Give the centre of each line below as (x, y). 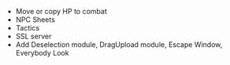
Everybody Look (42, 53)
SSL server (33, 36)
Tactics (28, 28)
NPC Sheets (35, 20)
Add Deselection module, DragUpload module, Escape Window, (119, 45)
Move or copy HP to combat (61, 11)
